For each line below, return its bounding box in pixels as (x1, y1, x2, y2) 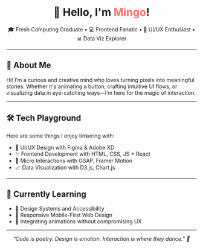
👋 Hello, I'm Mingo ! (53, 5, 150, 19)
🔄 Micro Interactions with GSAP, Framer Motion (14, 157, 133, 164)
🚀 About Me (6, 60, 51, 71)
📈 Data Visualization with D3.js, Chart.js (14, 164, 115, 171)
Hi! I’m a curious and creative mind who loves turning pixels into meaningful (6, 76, 195, 83)
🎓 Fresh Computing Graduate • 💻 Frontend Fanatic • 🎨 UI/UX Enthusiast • (8, 25, 195, 33)
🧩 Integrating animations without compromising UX (14, 218, 142, 225)
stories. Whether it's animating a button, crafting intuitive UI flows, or (6, 83, 178, 90)
